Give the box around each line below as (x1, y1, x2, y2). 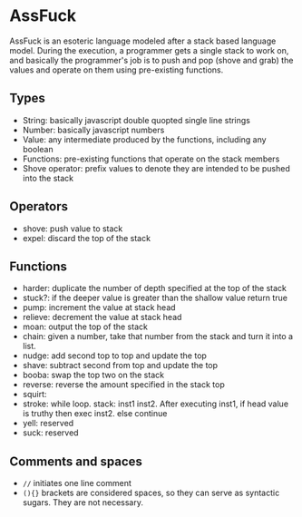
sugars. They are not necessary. (22, 497, 143, 508)
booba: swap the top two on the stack (22, 369, 165, 381)
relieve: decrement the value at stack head (22, 312, 182, 323)
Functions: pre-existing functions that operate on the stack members (22, 153, 280, 164)
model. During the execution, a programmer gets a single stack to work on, (9, 44, 289, 55)
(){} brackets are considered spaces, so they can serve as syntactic (22, 487, 280, 499)
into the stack (22, 172, 74, 183)
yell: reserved (22, 418, 74, 429)
